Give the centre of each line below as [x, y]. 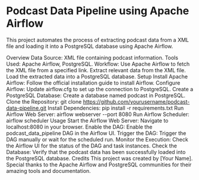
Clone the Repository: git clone [44, 101]
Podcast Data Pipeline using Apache [98, 11]
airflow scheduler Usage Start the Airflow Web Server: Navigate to [87, 120]
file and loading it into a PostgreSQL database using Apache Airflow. [90, 46]
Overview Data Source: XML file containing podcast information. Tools [92, 57]
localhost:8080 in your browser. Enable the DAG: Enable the [79, 127]
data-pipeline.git [26, 108]
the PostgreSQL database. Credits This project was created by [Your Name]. [99, 158]
